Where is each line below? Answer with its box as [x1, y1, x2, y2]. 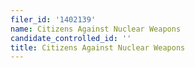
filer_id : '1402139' [10, 14, 97, 25]
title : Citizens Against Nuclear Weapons [10, 42, 186, 53]
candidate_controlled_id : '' [10, 33, 132, 43]
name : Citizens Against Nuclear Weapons [10, 24, 182, 34]
